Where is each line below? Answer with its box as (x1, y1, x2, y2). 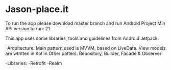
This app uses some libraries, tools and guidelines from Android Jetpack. (5, 35, 159, 41)
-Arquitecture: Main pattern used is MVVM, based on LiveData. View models (5, 45, 166, 51)
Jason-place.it (5, 4, 69, 15)
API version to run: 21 (5, 25, 50, 31)
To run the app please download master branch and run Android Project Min (5, 20, 165, 26)
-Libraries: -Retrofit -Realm (5, 60, 62, 66)
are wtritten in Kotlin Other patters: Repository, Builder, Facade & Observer (5, 50, 162, 56)
